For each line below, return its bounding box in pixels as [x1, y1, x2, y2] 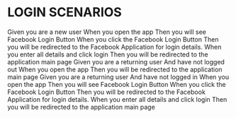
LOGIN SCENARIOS [7, 4, 122, 20]
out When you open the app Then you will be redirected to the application [7, 65, 223, 73]
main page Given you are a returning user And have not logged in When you [7, 72, 230, 81]
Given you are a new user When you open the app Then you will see [7, 28, 207, 36]
